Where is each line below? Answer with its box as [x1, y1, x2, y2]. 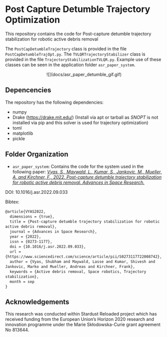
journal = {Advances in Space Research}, [9, 229, 97, 234]
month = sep [9, 279, 35, 284]
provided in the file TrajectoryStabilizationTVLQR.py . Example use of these [5, 56, 161, 62]
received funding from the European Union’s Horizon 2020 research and [5, 316, 154, 322]
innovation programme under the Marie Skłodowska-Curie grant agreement [5, 321, 161, 327]
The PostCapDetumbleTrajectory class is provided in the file [5, 46, 126, 52]
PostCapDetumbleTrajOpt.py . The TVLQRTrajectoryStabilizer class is [5, 51, 146, 57]
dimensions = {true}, [9, 214, 55, 219]
